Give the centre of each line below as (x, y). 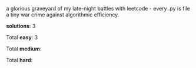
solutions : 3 (21, 26)
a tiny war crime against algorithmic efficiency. (63, 15)
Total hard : (19, 60)
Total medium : (24, 49)
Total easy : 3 (22, 37)
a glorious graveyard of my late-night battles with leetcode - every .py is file (98, 8)
